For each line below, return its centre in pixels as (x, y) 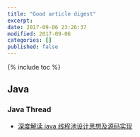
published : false (33, 47)
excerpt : (20, 21)
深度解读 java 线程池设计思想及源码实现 (75, 126)
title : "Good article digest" (52, 14)
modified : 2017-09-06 (39, 34)
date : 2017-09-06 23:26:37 (47, 27)
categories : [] (30, 40)
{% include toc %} (34, 67)
